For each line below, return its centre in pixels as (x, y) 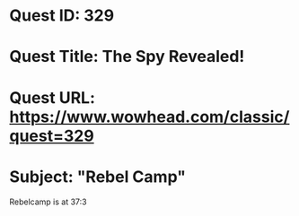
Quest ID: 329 (62, 16)
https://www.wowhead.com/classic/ (149, 117)
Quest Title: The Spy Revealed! (127, 57)
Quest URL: (53, 97)
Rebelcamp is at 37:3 (48, 202)
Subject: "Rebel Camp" (98, 177)
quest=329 (52, 136)
